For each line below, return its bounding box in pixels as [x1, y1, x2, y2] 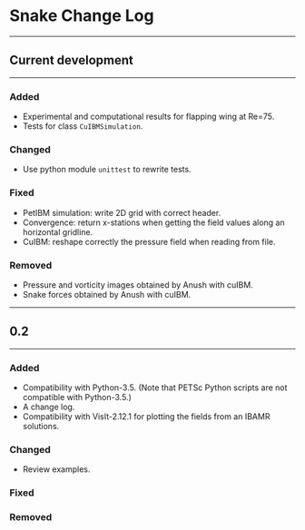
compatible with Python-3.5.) [22, 392, 132, 403]
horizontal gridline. [22, 226, 93, 237]
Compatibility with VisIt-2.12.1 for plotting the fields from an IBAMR [22, 411, 271, 422]
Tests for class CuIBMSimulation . [22, 121, 143, 132]
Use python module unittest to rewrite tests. [22, 164, 192, 175]
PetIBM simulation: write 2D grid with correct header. [22, 207, 221, 218]
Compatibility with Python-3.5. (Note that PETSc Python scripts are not [22, 382, 288, 393]
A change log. [22, 401, 75, 413]
